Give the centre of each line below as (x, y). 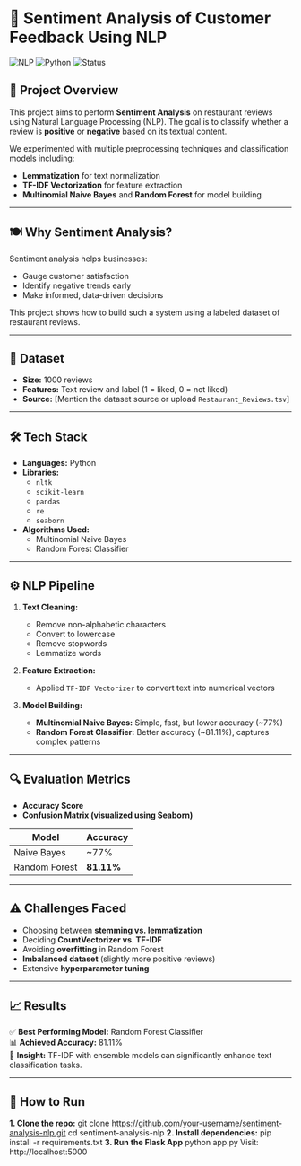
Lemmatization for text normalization (91, 175)
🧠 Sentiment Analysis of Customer (140, 18)
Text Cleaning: (50, 607)
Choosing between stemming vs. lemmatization (112, 930)
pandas (48, 502)
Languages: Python (59, 463)
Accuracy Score (53, 805)
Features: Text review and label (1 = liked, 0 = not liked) (125, 390)
